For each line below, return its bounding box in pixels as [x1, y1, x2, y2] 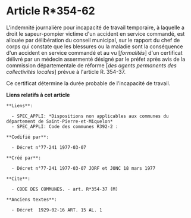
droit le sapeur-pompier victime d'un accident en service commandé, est [6, 30, 185, 37]
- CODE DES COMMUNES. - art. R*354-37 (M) [11, 186, 118, 192]
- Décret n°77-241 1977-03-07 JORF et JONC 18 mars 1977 [11, 165, 156, 171]
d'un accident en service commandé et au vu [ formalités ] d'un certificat [6, 49, 183, 56]
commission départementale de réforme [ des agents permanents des [6, 61, 177, 69]
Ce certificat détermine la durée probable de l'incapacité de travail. [6, 79, 171, 87]
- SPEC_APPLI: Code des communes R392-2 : [11, 123, 118, 129]
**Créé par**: [6, 155, 42, 161]
